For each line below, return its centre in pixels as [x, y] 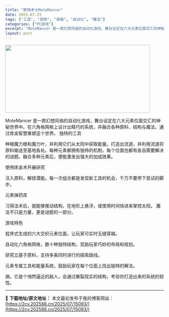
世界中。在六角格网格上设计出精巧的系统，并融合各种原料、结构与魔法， [84, 127]
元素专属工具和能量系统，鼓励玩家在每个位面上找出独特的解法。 [71, 266]
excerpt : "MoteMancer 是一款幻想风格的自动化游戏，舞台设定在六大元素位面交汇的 [81, 29]
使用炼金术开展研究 [25, 167]
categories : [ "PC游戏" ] [29, 24]
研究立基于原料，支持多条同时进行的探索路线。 [54, 255]
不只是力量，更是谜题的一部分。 [43, 212]
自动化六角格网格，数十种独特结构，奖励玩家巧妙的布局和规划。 [71, 244]
